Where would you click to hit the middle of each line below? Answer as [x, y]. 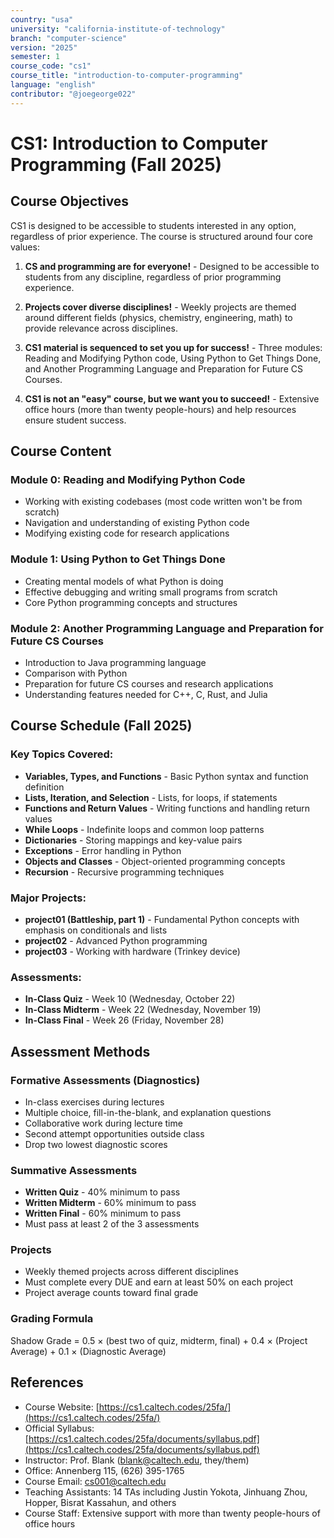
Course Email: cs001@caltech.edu [95, 1481]
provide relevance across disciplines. [101, 328]
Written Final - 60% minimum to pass [103, 1213]
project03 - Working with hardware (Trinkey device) [132, 951]
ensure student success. [75, 420]
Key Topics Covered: [62, 754]
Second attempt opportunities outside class [114, 1133]
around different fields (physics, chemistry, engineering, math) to [158, 317]
